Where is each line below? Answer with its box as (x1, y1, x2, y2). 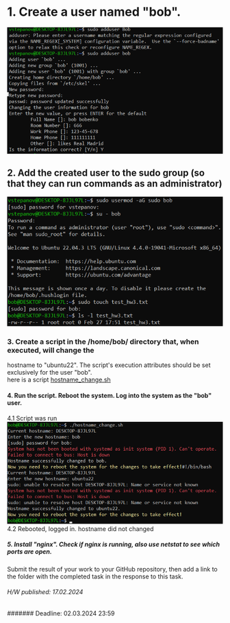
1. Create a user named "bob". (7, 4, 181, 20)
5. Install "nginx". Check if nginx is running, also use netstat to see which (7, 540, 220, 549)
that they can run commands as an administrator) (7, 178, 222, 189)
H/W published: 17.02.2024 (7, 588, 84, 596)
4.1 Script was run (7, 414, 57, 422)
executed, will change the (7, 346, 94, 355)
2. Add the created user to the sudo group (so (7, 167, 205, 179)
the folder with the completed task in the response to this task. (7, 572, 183, 580)
